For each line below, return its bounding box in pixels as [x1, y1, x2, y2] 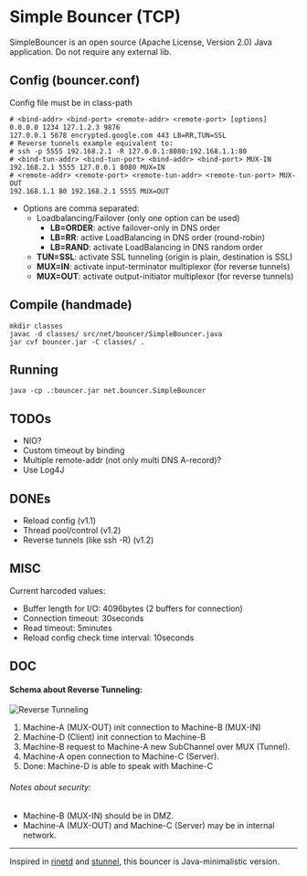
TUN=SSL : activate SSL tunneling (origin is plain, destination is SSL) [36, 251, 293, 262]
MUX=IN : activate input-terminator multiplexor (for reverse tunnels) [36, 260, 291, 271]
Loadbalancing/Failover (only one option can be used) [36, 212, 240, 223]
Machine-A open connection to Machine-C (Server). [22, 751, 219, 762]
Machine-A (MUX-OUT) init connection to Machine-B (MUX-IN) [22, 722, 262, 733]
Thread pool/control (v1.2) [22, 525, 122, 535]
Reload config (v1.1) [22, 515, 97, 526]
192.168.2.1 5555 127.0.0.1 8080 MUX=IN [9, 163, 166, 172]
